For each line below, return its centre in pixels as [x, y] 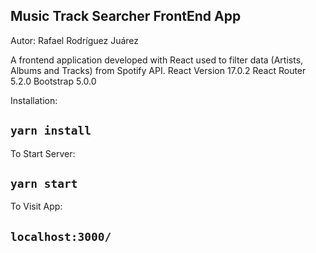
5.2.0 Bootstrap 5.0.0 [53, 81]
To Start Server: [43, 153]
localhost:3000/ [61, 236]
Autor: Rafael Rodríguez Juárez [75, 40]
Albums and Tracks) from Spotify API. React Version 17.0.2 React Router [158, 70]
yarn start [44, 184]
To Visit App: [36, 206]
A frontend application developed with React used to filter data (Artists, [157, 60]
